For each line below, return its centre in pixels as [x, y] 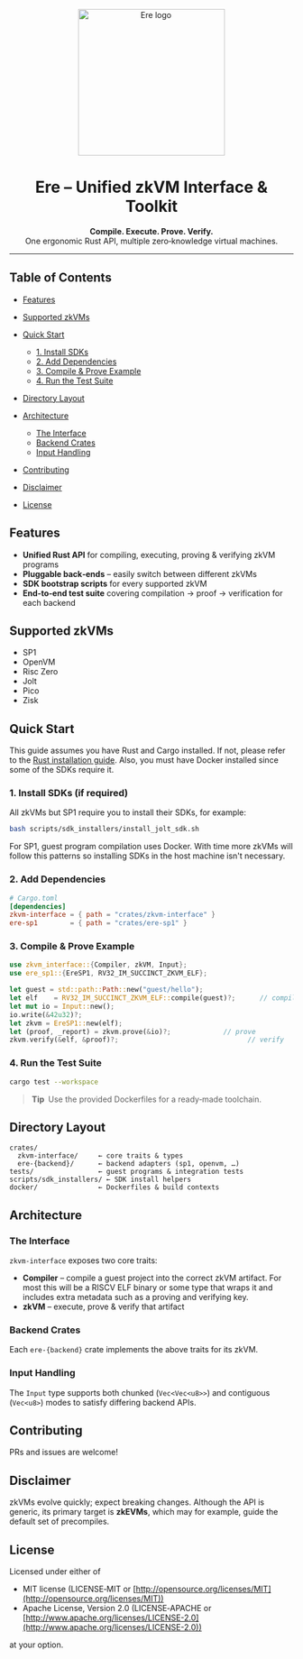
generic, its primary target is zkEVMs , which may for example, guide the [144, 1512]
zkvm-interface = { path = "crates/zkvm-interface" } [113, 915]
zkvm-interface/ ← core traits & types [100, 1156]
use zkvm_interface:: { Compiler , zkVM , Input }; [98, 965]
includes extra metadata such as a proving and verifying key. [136, 1297]
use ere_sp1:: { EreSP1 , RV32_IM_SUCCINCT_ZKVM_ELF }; [108, 974]
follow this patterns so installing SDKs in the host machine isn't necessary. [147, 856]
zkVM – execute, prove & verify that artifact [103, 1306]
